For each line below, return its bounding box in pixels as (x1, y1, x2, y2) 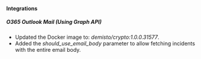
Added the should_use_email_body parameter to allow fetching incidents (14, 39, 196, 47)
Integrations (6, 5, 38, 12)
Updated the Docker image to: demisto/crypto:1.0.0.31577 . (14, 33, 159, 41)
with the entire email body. (14, 46, 81, 53)
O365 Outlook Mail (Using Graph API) (6, 18, 102, 26)
